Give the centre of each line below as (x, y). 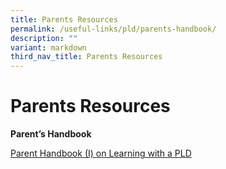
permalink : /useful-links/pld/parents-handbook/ (113, 29)
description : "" (44, 38)
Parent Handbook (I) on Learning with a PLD (101, 153)
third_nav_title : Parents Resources (86, 57)
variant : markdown (48, 47)
